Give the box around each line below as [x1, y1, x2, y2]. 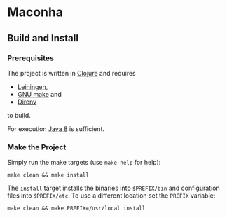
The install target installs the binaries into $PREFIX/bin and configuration [7, 184, 220, 193]
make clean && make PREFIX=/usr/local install [7, 205, 146, 212]
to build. [7, 111, 32, 119]
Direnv [17, 97, 37, 106]
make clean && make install [7, 172, 90, 179]
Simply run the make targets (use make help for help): [7, 158, 161, 167]
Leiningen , [17, 82, 48, 91]
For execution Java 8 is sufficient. [7, 124, 105, 133]
